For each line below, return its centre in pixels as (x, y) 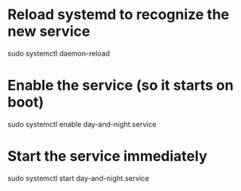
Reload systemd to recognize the (119, 15)
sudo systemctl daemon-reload (59, 53)
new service (49, 31)
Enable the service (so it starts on (120, 86)
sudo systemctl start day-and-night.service (78, 178)
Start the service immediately (107, 157)
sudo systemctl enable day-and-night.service (82, 124)
